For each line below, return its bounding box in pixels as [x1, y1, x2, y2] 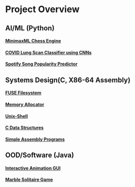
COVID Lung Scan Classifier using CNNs [5, 49, 92, 55]
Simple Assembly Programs [5, 136, 65, 142]
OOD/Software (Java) [5, 151, 74, 160]
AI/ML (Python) [5, 24, 55, 32]
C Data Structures [5, 125, 44, 131]
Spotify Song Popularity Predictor [5, 61, 78, 67]
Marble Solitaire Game [5, 176, 53, 183]
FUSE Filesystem [5, 90, 41, 96]
